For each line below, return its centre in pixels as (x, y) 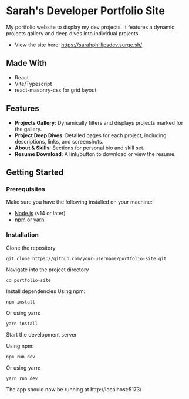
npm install (21, 302)
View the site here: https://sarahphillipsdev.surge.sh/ (78, 45)
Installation (23, 235)
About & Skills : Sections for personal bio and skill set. (80, 148)
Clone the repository (31, 248)
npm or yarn (29, 220)
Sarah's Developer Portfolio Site (86, 11)
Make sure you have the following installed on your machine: (79, 202)
